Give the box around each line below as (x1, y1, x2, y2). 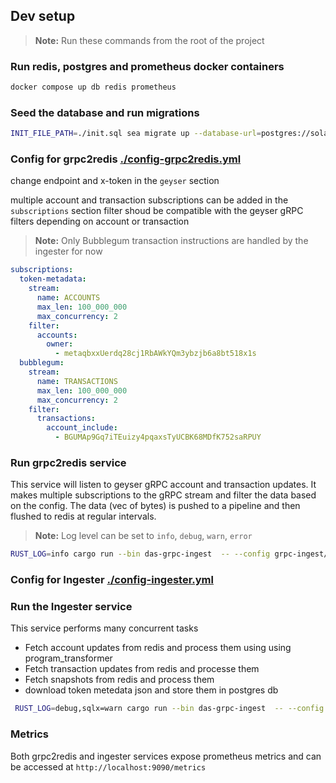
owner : (46, 339, 74, 349)
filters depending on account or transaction (10, 215, 190, 228)
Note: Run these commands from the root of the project (34, 34, 265, 46)
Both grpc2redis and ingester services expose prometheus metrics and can (10, 750, 322, 762)
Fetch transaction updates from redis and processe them (24, 663, 260, 675)
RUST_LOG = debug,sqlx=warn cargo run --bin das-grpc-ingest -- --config (14, 704, 325, 714)
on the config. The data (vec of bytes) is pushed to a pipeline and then (10, 500, 301, 512)
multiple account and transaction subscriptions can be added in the (10, 194, 289, 206)
